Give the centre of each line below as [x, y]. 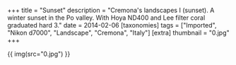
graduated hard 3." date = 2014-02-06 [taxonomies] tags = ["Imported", [112, 25]
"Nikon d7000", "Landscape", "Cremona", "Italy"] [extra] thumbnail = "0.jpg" [118, 32]
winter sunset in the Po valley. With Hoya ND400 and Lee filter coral [106, 18]
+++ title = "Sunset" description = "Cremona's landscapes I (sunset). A [111, 10]
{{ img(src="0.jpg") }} [39, 54]
